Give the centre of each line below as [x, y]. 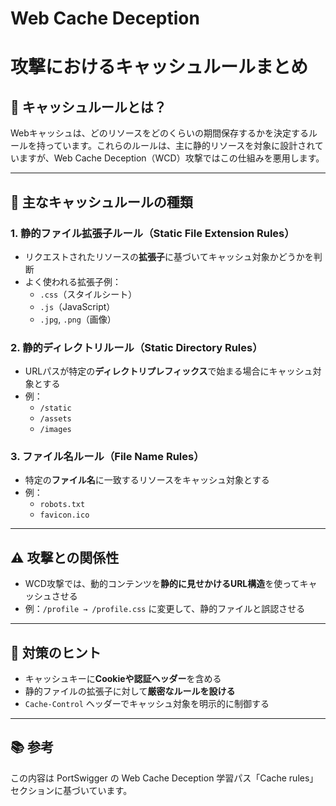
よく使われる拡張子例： [73, 281]
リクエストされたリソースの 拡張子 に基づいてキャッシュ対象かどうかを [169, 256]
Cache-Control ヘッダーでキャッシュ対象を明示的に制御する [147, 704]
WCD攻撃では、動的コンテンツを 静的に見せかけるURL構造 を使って [162, 584]
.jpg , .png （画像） [78, 319]
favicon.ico [64, 515]
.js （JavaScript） [77, 306]
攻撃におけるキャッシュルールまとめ [159, 67]
